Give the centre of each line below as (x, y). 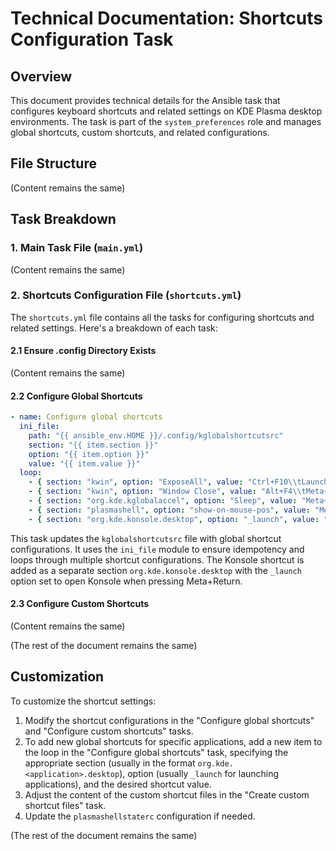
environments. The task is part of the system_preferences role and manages (166, 121)
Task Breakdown (63, 219)
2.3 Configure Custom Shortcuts (80, 604)
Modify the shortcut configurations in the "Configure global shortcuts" (169, 720)
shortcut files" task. (65, 805)
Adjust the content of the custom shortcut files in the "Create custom (167, 794)
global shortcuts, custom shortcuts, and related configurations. (140, 132)
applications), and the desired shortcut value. (118, 784)
